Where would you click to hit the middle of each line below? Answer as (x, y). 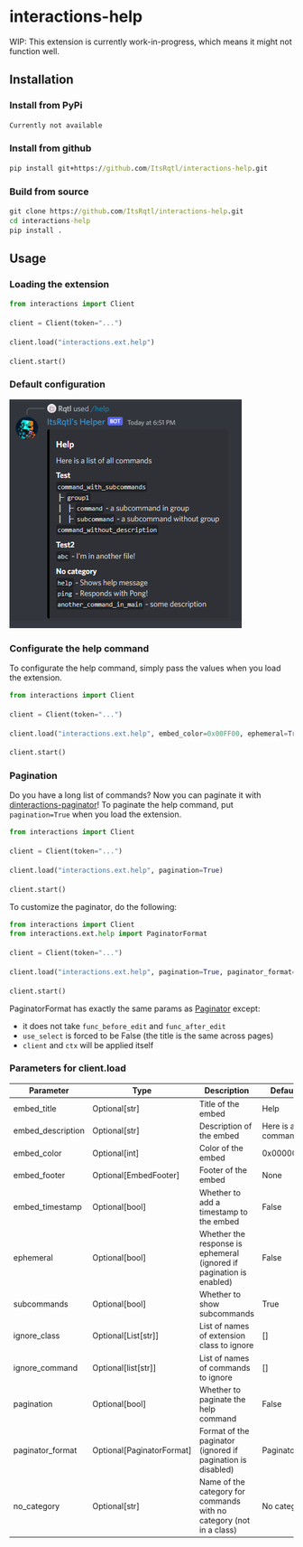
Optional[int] (116, 1153)
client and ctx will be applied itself (88, 1045)
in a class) (218, 1530)
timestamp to (223, 1212)
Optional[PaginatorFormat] (142, 1450)
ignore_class (37, 1336)
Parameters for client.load (68, 1068)
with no (213, 1511)
